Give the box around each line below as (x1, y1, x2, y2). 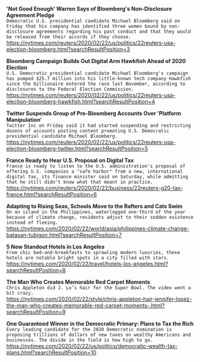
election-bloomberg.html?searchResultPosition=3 (6, 45, 130, 53)
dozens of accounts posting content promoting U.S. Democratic (6, 128, 170, 134)
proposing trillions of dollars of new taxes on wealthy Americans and (6, 332, 191, 338)
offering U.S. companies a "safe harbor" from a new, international (6, 169, 183, 175)
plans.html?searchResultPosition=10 (6, 349, 97, 356)
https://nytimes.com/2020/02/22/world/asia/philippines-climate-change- (6, 225, 190, 232)
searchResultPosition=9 (6, 309, 66, 315)
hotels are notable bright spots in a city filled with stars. (6, 255, 170, 261)
